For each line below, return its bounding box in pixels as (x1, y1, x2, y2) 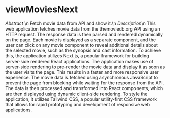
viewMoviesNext (5, 4, 78, 15)
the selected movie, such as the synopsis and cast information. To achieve (5, 47, 161, 53)
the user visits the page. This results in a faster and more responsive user (5, 69, 159, 75)
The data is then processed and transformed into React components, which (5, 85, 163, 91)
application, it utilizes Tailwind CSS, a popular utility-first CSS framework (5, 96, 157, 102)
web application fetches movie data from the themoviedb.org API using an (5, 25, 161, 32)
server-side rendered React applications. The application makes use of (5, 58, 154, 64)
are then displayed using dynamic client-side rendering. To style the (5, 91, 148, 97)
